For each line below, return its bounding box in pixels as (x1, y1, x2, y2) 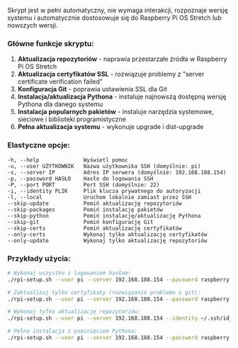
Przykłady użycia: (7, 253, 71, 263)
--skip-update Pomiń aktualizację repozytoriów (7, 200, 182, 207)
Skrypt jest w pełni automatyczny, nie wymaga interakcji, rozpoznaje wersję (7, 6, 228, 14)
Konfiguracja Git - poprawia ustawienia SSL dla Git (17, 85, 168, 94)
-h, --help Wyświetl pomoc (7, 156, 129, 164)
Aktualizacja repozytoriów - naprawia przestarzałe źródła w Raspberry (17, 55, 227, 63)
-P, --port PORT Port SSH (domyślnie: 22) (7, 181, 160, 189)
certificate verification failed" (17, 77, 103, 86)
